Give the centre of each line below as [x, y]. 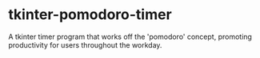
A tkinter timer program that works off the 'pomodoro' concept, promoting [130, 37]
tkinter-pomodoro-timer [90, 15]
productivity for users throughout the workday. [85, 44]
